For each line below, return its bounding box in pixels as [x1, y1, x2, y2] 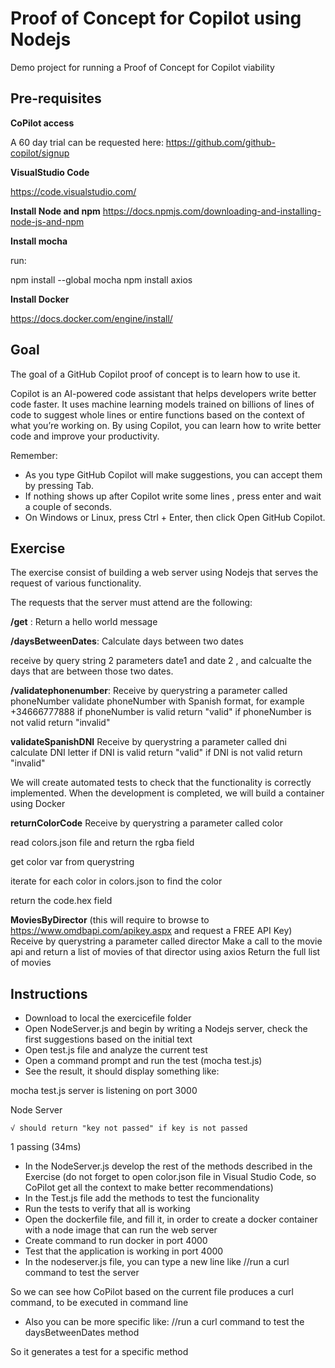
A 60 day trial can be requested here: [10, 136, 164, 148]
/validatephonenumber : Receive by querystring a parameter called [10, 685, 288, 697]
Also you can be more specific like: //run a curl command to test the [24, 1316, 305, 1328]
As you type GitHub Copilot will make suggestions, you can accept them [24, 468, 323, 481]
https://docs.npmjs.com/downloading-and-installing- [102, 205, 322, 217]
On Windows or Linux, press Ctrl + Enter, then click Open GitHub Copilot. [24, 511, 326, 523]
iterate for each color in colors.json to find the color [10, 875, 223, 887]
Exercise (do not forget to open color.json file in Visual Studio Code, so [24, 1171, 317, 1183]
